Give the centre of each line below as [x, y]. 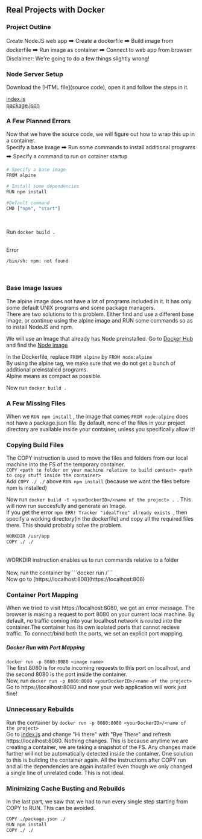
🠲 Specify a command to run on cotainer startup [67, 156]
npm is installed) [27, 488]
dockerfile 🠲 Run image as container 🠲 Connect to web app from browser [99, 50]
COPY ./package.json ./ [36, 819]
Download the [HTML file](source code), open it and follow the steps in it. [97, 87]
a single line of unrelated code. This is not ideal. [66, 773]
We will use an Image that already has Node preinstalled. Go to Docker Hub [100, 338]
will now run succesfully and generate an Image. [66, 506]
